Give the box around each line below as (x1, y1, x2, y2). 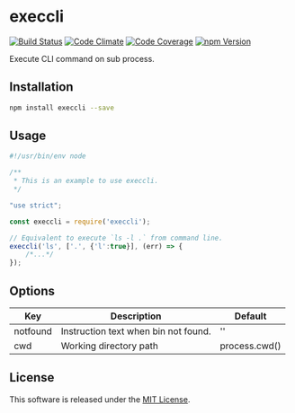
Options (9, 283, 56, 298)
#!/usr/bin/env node (9, 152, 87, 161)
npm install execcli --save (9, 103, 115, 112)
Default (234, 310, 267, 322)
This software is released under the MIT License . (9, 393, 191, 405)
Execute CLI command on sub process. (9, 53, 155, 64)
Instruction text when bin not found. (60, 325, 211, 338)
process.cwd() (219, 339, 282, 352)
